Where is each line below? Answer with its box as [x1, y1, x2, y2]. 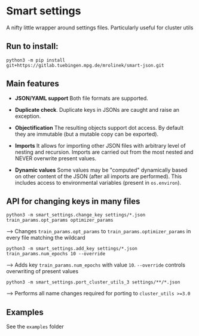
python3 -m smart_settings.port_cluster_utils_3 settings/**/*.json [6, 279, 180, 285]
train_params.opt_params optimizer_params [6, 217, 114, 224]
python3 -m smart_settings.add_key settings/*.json [6, 246, 137, 252]
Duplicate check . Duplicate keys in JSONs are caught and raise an [14, 106, 180, 113]
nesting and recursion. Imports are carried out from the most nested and [14, 148, 194, 155]
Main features [6, 79, 60, 89]
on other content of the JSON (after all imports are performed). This [14, 172, 182, 180]
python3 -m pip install [6, 57, 66, 63]
